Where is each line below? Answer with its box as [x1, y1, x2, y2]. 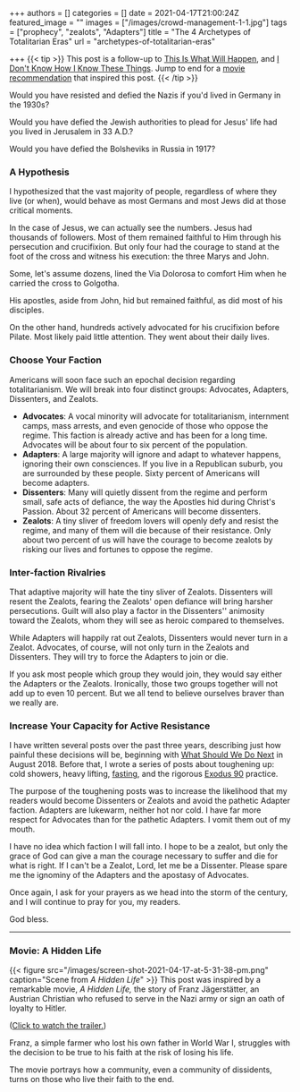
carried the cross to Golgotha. [9, 277, 120, 289]
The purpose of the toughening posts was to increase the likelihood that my [9, 786, 287, 797]
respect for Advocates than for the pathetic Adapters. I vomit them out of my [9, 815, 291, 825]
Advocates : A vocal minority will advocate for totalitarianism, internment [21, 411, 289, 422]
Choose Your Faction [9, 354, 103, 366]
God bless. [9, 914, 49, 925]
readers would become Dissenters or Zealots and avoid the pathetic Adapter [9, 796, 291, 806]
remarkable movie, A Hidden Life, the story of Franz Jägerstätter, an [9, 984, 260, 994]
